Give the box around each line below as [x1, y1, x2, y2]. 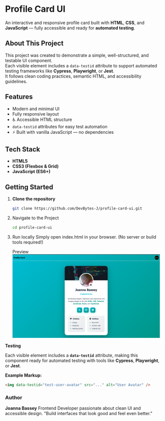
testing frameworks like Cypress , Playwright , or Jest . [5, 68, 114, 74]
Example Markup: [5, 372, 42, 378]
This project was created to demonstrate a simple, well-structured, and [5, 52, 149, 58]
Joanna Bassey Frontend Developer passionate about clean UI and [5, 405, 141, 411]
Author [5, 394, 23, 401]
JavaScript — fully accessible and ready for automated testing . [5, 25, 135, 30]
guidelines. [5, 78, 27, 84]
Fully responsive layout [12, 111, 59, 117]
